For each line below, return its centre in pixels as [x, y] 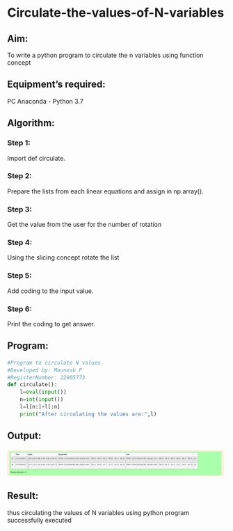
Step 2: [20, 176]
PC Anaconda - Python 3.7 [45, 101]
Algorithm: [31, 123]
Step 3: [20, 209]
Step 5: [20, 276]
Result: [23, 496]
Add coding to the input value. [50, 291]
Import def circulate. [37, 158]
